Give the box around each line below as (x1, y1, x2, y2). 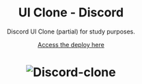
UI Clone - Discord (18, 5, 124, 20)
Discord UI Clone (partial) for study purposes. (6, 27, 136, 36)
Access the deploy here (38, 40, 104, 48)
